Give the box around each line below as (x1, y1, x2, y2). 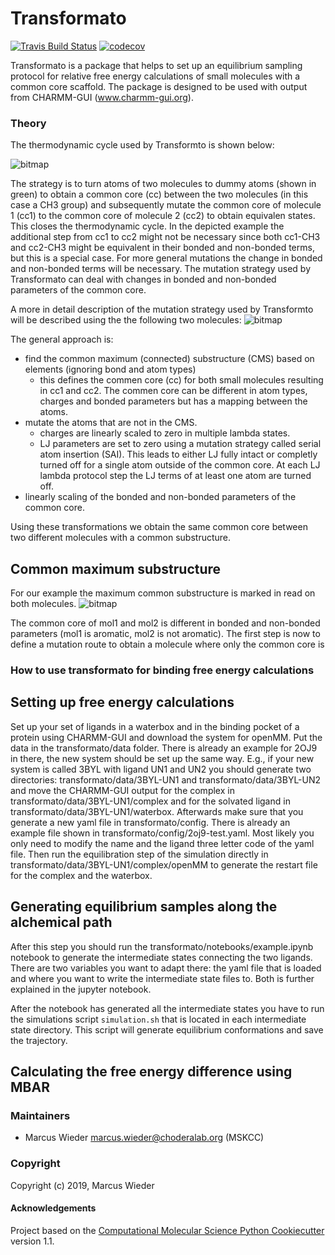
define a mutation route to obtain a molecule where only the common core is (10, 638, 325, 651)
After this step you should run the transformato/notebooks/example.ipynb (10, 940, 314, 952)
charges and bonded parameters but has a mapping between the (39, 395, 308, 407)
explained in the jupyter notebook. (10, 983, 152, 995)
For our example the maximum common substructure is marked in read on (10, 587, 316, 599)
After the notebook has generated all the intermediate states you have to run (10, 1002, 325, 1014)
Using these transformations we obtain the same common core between (10, 521, 308, 533)
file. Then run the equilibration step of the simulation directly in (10, 848, 269, 860)
